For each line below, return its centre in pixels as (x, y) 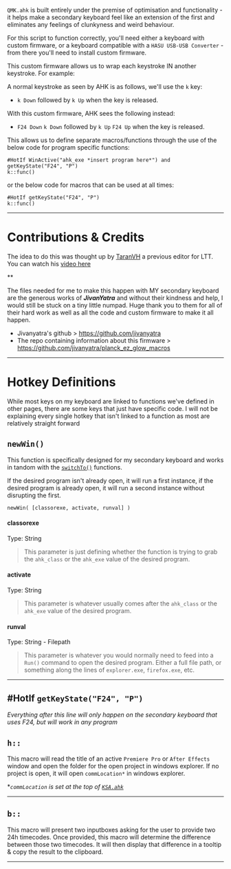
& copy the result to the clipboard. (55, 852)
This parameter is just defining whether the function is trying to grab (121, 552)
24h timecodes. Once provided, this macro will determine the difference (109, 837)
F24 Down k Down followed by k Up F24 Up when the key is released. (111, 127)
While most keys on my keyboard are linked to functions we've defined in (111, 401)
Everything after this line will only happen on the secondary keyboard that (112, 715)
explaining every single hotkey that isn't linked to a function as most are (109, 416)
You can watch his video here (49, 263)
